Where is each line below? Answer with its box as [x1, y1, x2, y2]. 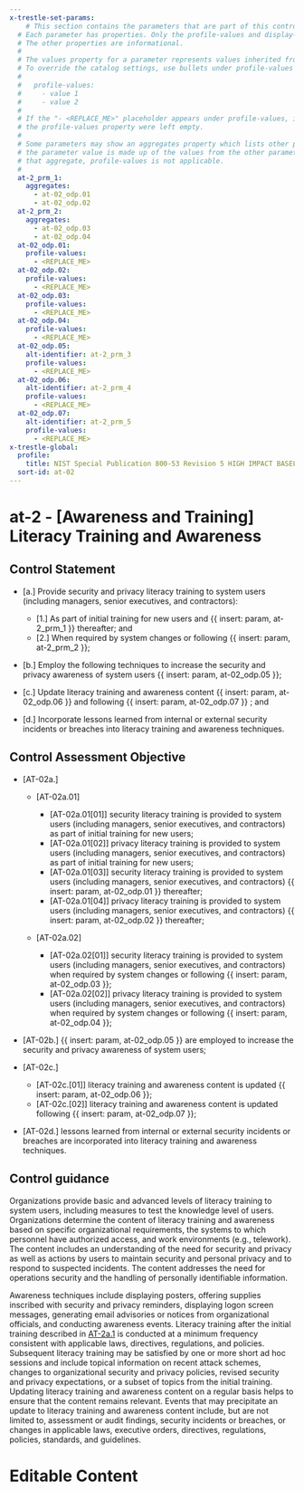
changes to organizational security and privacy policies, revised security [9, 1366, 280, 1377]
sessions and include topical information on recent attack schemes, [9, 1357, 261, 1368]
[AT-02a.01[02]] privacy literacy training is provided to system [49, 837, 280, 848]
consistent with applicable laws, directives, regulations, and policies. [9, 1337, 265, 1349]
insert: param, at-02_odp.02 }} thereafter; [49, 914, 205, 925]
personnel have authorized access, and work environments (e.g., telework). [9, 1233, 291, 1245]
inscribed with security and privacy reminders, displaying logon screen [9, 1299, 274, 1310]
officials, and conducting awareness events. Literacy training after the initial [9, 1318, 291, 1329]
